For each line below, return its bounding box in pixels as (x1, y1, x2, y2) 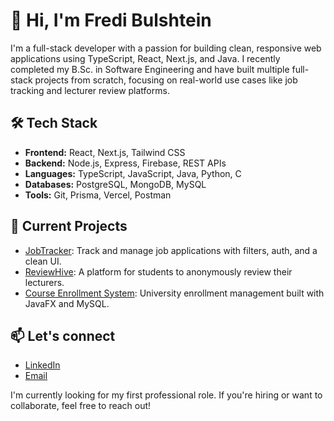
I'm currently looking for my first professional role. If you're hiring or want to (10, 389, 323, 401)
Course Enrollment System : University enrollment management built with (24, 287, 325, 299)
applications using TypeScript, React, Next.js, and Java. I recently (10, 52, 281, 64)
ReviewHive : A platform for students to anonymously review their (24, 265, 293, 278)
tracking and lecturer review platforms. (10, 84, 170, 96)
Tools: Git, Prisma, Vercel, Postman (24, 189, 172, 201)
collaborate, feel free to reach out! (10, 400, 152, 412)
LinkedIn (24, 359, 61, 371)
